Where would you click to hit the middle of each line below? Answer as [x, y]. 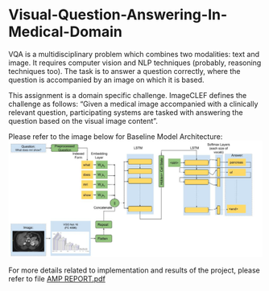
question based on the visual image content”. [83, 121]
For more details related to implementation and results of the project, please [134, 270]
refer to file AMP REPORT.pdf [57, 278]
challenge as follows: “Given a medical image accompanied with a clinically [133, 104]
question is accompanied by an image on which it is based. [106, 80]
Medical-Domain [65, 32]
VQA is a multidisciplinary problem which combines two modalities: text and [134, 54]
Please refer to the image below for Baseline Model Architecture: [116, 136]
